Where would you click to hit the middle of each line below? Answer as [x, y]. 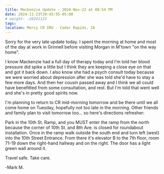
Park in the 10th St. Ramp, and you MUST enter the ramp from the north [77, 123]
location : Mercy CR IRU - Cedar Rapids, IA [50, 28]
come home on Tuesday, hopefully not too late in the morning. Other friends [82, 108]
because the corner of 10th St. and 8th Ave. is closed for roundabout [74, 127]
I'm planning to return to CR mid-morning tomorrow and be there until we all [82, 102]
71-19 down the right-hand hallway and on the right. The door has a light [78, 143]
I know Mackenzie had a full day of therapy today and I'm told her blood [78, 62]
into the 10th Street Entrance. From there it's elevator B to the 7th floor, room [82, 138]
